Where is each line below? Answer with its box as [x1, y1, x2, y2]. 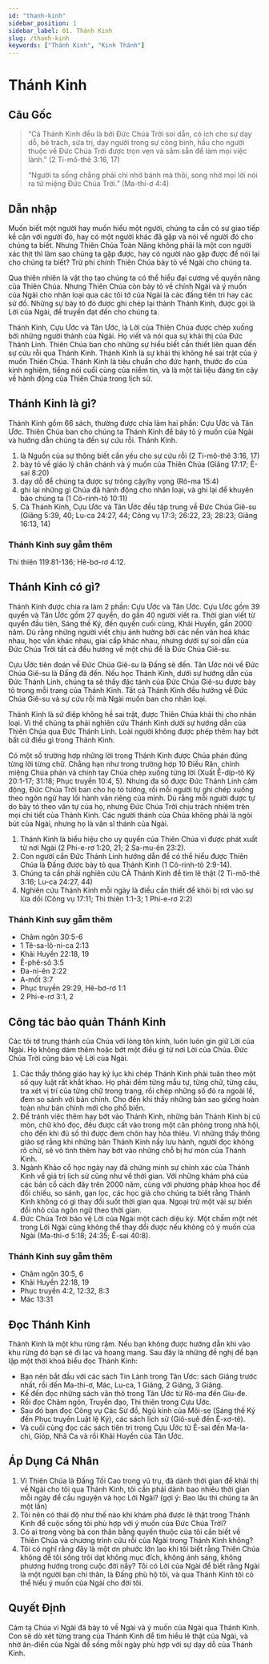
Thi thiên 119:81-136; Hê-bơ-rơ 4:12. [8, 557, 126, 567]
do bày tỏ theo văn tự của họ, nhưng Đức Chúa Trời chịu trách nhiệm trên [8, 801, 250, 811]
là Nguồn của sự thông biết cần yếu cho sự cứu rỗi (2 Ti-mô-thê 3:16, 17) [19, 451, 260, 460]
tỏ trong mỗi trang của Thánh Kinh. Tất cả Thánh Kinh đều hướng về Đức [8, 685, 248, 694]
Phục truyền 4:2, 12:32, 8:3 [19, 1286, 110, 1296]
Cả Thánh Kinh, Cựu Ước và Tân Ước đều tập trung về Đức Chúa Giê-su [19, 502, 257, 512]
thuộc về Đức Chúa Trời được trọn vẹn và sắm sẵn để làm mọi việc [27, 146, 247, 156]
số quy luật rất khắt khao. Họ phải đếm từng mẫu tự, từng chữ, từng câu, [19, 1077, 259, 1087]
